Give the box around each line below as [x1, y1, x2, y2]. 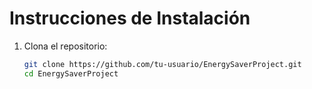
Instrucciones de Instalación [9, 7, 251, 30]
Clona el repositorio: [23, 40, 108, 52]
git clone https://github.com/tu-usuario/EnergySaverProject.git [23, 59, 302, 69]
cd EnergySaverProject [23, 68, 119, 79]
